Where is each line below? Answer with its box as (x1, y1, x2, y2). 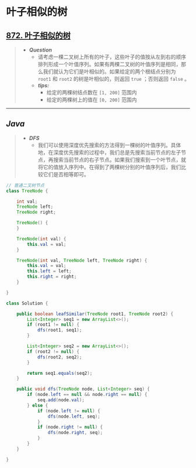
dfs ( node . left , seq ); (47, 414, 100, 419)
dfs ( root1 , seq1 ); (37, 327, 82, 333)
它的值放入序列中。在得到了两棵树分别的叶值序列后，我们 (43, 163, 181, 170)
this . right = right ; (27, 274, 77, 280)
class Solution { (6, 300, 48, 306)
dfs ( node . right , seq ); (47, 430, 103, 436)
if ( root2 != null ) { (27, 349, 80, 354)
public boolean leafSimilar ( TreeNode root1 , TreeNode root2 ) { (16, 311, 174, 317)
